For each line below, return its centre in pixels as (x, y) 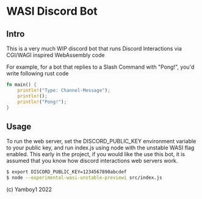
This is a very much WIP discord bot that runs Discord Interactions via (94, 48)
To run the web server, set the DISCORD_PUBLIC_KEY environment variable (101, 141)
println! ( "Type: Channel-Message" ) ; (64, 90)
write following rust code (38, 73)
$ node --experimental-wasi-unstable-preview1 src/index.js (85, 178)
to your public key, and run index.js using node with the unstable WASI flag (100, 148)
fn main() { (21, 84)
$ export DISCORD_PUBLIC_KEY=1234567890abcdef (67, 172)
